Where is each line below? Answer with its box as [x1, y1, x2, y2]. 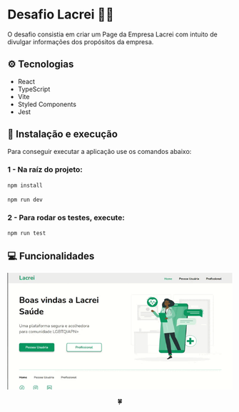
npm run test [7, 230, 46, 237]
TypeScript [17, 85, 51, 93]
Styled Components [17, 100, 77, 108]
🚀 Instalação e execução [7, 128, 118, 140]
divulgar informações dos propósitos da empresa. [7, 37, 154, 46]
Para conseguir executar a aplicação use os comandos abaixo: [7, 147, 192, 155]
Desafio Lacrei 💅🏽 [7, 6, 114, 23]
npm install [7, 182, 43, 189]
